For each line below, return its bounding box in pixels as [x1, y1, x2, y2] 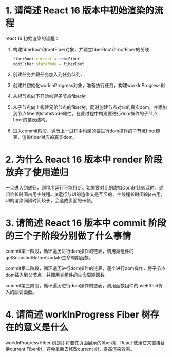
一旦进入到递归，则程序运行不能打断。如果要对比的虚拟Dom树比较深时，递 [5, 184, 164, 191]
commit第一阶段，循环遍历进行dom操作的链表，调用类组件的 [5, 248, 135, 254]
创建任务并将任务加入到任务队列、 [12, 71, 85, 77]
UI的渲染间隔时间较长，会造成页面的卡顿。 [5, 197, 96, 203]
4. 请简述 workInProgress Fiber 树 [5, 308, 150, 320]
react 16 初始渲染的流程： [5, 35, 60, 41]
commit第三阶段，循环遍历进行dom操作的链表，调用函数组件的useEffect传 [5, 282, 163, 288]
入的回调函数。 [5, 289, 37, 295]
